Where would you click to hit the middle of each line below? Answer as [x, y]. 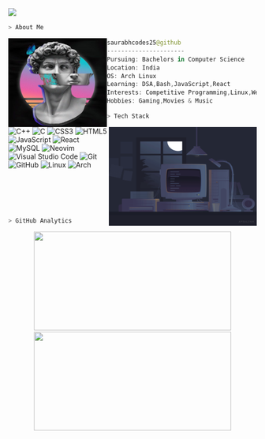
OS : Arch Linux [132, 76]
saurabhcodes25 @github [144, 43]
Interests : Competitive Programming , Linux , [179, 93]
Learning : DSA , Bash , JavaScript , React [169, 84]
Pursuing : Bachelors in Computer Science [176, 59]
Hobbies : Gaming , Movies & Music [160, 101]
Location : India [133, 68]
